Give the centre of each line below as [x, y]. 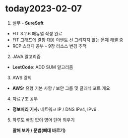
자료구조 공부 [25, 99]
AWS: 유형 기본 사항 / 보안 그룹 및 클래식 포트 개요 [61, 88]
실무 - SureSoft [28, 23]
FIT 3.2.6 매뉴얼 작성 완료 [37, 33]
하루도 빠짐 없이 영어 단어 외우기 [43, 120]
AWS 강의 [22, 77]
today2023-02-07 [43, 9]
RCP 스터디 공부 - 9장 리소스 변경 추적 [49, 46]
